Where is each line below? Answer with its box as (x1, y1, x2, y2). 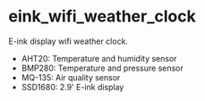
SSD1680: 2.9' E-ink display (21, 81, 124, 92)
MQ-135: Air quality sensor (21, 72, 121, 82)
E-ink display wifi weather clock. (8, 36, 129, 46)
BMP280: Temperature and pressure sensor (21, 63, 184, 73)
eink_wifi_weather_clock (8, 6, 196, 27)
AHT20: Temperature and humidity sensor (21, 53, 177, 63)
